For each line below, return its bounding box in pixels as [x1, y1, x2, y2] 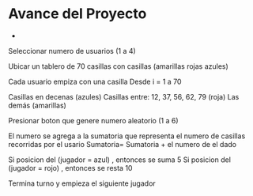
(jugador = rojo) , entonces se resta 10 [8, 163, 133, 172]
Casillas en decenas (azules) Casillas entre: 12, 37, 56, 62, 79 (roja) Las [8, 92, 240, 101]
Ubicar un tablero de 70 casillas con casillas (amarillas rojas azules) [8, 61, 229, 71]
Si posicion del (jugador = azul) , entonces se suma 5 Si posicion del [8, 155, 232, 164]
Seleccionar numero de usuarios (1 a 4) [8, 46, 136, 55]
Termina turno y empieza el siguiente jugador [8, 179, 156, 188]
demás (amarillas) [8, 100, 67, 110]
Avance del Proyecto [8, 5, 147, 23]
